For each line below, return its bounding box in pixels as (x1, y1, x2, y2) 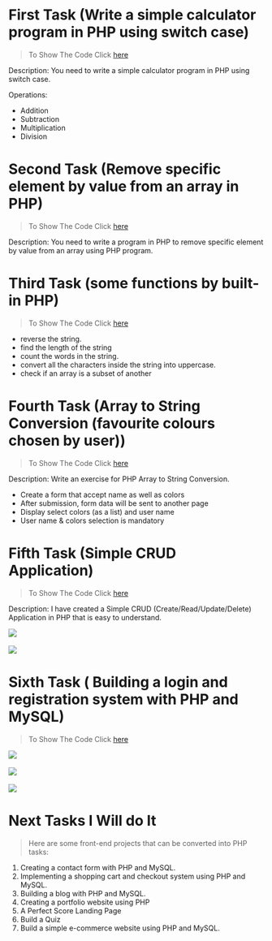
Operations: (8, 89, 48, 99)
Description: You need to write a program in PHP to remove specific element (8, 237, 264, 247)
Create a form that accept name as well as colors (19, 490, 185, 499)
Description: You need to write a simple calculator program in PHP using (8, 65, 250, 75)
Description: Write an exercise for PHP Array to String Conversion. (8, 473, 230, 484)
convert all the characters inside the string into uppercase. (19, 360, 217, 369)
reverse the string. (19, 334, 82, 343)
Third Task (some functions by (8, 274, 219, 293)
